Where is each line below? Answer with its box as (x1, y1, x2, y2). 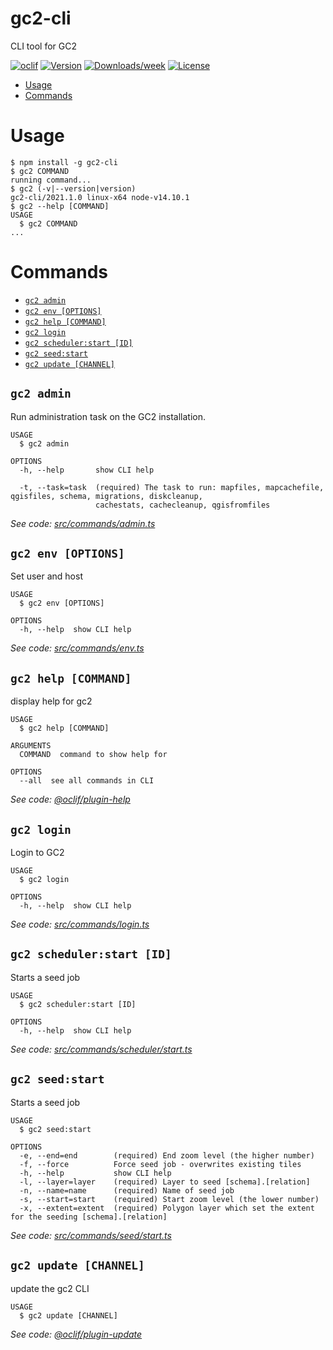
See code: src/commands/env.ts (10, 642, 145, 654)
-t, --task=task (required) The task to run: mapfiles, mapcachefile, (19, 482, 325, 492)
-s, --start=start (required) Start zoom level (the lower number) (19, 1194, 320, 1204)
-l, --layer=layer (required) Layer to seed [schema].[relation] (19, 1177, 311, 1187)
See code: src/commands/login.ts (10, 918, 150, 931)
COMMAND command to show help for (19, 750, 168, 760)
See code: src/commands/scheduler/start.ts (10, 1043, 193, 1055)
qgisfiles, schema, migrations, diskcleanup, (10, 491, 203, 501)
